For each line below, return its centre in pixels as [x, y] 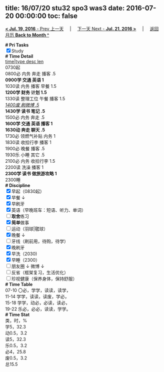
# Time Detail [19, 56]
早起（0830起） [28, 191]
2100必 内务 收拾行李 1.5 [30, 161]
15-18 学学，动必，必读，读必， [37, 303]
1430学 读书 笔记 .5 [25, 111]
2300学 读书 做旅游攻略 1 [31, 173]
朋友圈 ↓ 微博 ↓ [28, 266]
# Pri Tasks [17, 45]
